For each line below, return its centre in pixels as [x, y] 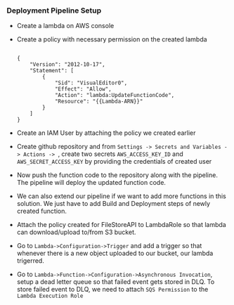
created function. [42, 211]
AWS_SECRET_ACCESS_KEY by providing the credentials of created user [114, 162]
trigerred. [31, 261]
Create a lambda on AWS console [65, 26]
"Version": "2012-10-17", [68, 65]
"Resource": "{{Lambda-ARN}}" [99, 102]
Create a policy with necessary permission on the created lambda [112, 39]
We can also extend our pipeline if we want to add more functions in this [121, 196]
